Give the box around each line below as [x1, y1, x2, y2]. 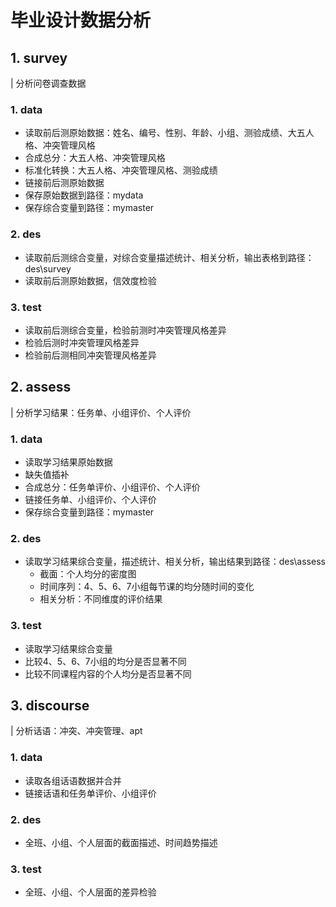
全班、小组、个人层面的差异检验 [24, 886, 157, 898]
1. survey [10, 49, 68, 66]
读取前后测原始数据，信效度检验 [24, 274, 157, 286]
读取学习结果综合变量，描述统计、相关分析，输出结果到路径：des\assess [24, 556, 326, 568]
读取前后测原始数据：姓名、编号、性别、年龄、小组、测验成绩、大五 [24, 127, 306, 139]
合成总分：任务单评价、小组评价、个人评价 [24, 481, 201, 493]
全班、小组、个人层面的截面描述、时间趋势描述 [24, 837, 218, 848]
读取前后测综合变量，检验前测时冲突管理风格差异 [24, 324, 227, 336]
